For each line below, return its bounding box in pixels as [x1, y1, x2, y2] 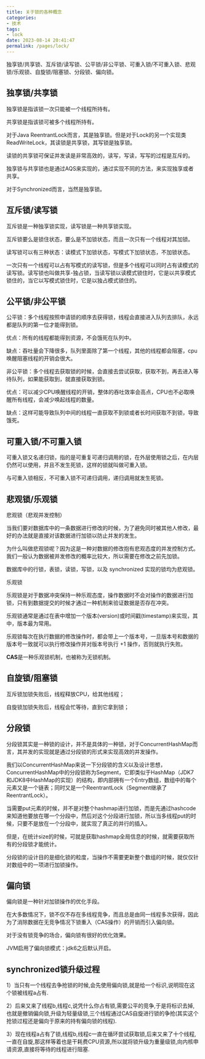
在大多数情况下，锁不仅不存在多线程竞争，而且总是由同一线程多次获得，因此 [6, 911, 199, 918]
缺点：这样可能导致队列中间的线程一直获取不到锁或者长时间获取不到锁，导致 [6, 409, 199, 416]
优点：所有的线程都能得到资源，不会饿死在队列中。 [6, 334, 135, 342]
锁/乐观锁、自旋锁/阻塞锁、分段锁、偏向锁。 [6, 68, 118, 75]
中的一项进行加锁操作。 [22, 861, 81, 868]
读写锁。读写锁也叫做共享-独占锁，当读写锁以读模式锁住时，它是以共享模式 [6, 269, 196, 276]
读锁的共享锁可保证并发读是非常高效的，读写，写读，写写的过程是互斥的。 [6, 152, 193, 159]
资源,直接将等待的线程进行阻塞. [11, 1046, 90, 1053]
